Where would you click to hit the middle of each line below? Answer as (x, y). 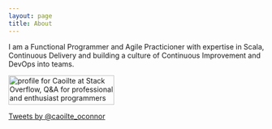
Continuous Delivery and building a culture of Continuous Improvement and (135, 55)
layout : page (30, 16)
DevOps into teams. (41, 64)
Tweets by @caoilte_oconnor (57, 116)
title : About (30, 24)
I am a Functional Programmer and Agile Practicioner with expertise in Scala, (136, 46)
